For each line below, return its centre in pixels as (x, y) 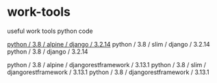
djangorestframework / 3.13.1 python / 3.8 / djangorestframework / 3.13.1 (108, 72)
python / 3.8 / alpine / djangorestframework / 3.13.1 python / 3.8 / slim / (107, 64)
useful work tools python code (50, 31)
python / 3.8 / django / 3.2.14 (48, 51)
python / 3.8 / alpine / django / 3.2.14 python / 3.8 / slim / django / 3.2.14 (108, 44)
